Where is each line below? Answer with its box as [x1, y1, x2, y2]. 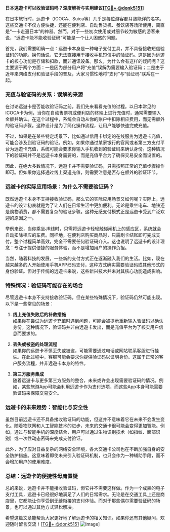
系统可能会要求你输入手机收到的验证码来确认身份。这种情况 [40, 146, 165, 152]
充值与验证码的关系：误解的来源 [5, 91, 83, 98]
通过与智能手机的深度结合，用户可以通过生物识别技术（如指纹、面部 [14, 429, 156, 435]
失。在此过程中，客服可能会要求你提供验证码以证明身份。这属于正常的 [12, 354, 159, 360]
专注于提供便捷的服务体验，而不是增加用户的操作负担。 [14, 244, 130, 250]
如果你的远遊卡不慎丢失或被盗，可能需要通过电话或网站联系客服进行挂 [12, 347, 159, 354]
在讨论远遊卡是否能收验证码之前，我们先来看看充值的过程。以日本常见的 [5, 103, 156, 109]
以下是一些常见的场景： [5, 300, 54, 307]
